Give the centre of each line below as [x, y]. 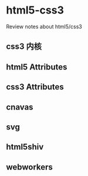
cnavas [20, 107]
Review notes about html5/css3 [44, 26]
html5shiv [25, 147]
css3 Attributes [35, 87]
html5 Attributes [37, 67]
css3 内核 [24, 47]
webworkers [29, 167]
